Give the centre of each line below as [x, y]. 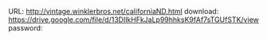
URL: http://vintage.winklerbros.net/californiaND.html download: [114, 11]
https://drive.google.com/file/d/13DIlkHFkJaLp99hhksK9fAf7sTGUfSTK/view [133, 20]
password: [26, 28]
